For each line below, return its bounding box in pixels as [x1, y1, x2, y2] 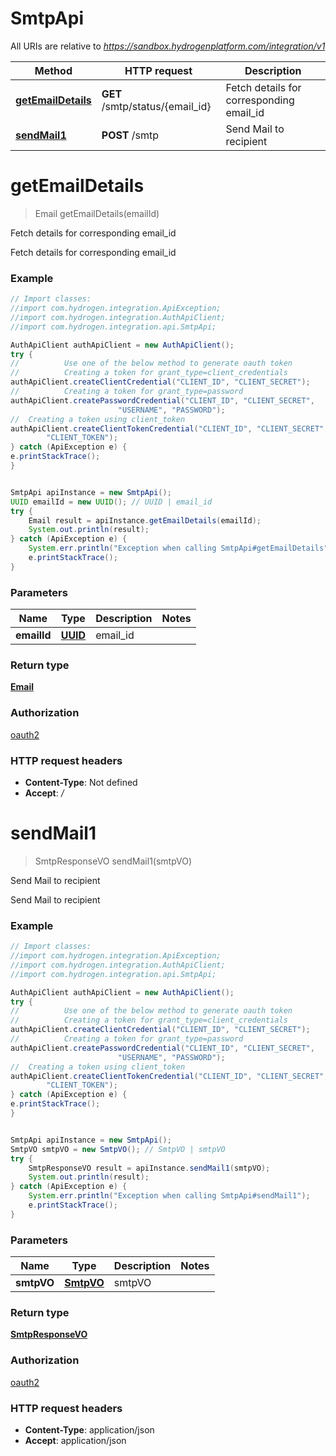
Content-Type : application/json [24, 1424, 155, 1436]
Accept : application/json [24, 1435, 127, 1447]
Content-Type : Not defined [24, 776, 138, 788]
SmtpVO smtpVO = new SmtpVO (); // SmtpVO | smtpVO [10, 1144, 226, 1154]
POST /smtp [101, 128, 160, 142]
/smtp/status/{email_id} [101, 99, 212, 113]
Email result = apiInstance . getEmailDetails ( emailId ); [28, 515, 262, 526]
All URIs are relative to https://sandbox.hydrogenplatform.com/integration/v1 [10, 40, 326, 52]
